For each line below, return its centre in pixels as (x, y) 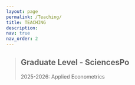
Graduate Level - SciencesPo (75, 62)
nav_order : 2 (22, 39)
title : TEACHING (26, 22)
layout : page (22, 11)
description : (22, 28)
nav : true (18, 33)
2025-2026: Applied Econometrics (62, 76)
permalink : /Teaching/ (34, 17)
